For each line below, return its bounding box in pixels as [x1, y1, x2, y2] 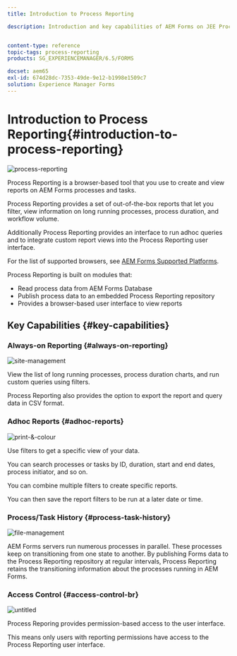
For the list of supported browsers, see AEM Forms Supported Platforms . [7, 257, 219, 265]
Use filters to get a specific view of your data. [7, 446, 140, 455]
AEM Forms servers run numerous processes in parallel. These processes [7, 542, 222, 550]
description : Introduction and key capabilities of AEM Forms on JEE [7, 23, 217, 30]
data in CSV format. [7, 399, 65, 408]
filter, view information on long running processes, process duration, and [7, 207, 219, 215]
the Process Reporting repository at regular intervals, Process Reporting [7, 557, 217, 565]
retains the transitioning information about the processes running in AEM [7, 564, 219, 573]
